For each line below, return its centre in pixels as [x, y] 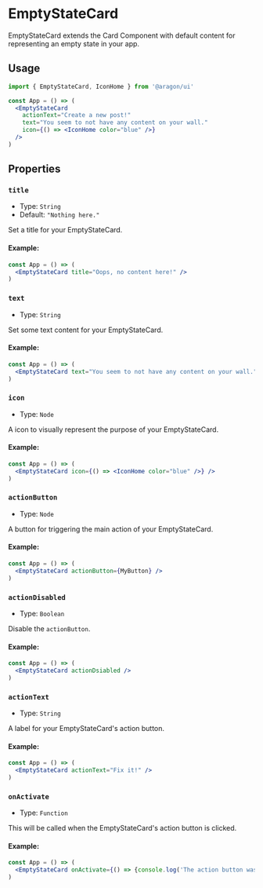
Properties [34, 169]
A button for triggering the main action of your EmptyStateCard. [111, 529]
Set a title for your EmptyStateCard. [65, 230]
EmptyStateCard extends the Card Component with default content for [122, 35]
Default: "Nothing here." [59, 215]
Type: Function [43, 813]
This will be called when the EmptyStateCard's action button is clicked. [122, 828]
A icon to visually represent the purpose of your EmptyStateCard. [113, 429]
